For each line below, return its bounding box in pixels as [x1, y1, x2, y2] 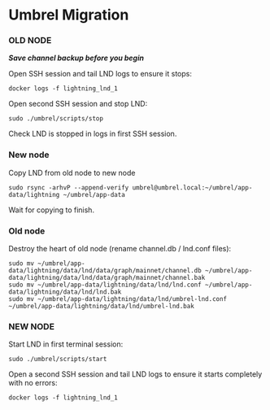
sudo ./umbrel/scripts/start [8, 355, 107, 364]
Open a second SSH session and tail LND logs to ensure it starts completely [8, 369, 263, 379]
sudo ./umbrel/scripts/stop [8, 115, 104, 123]
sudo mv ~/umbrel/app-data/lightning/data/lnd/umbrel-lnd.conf [8, 295, 228, 303]
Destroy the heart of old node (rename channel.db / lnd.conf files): [8, 244, 232, 254]
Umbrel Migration [8, 6, 129, 24]
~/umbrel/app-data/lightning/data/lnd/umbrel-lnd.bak [8, 303, 195, 311]
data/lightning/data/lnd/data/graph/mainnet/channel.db [8, 267, 202, 275]
